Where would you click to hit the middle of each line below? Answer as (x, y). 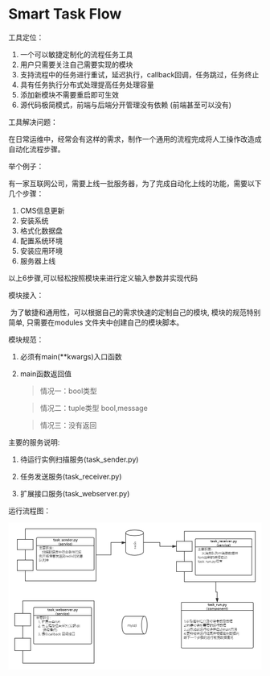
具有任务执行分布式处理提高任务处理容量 (87, 85)
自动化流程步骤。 (37, 149)
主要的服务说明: (34, 442)
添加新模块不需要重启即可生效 (69, 94)
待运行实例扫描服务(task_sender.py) (79, 459)
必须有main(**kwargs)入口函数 (71, 356)
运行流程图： (29, 510)
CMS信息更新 (42, 210)
